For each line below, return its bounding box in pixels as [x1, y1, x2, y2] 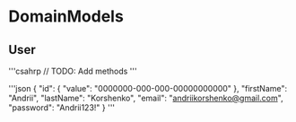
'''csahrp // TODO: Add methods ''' [8, 65, 137, 76]
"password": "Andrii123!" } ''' [8, 102, 116, 113]
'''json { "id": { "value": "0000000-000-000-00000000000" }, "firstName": [8, 83, 288, 93]
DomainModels [8, 6, 125, 27]
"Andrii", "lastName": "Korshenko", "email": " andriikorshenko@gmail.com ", [8, 92, 283, 103]
